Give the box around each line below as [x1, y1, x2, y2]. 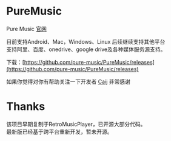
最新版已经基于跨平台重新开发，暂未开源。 [6, 128, 113, 135]
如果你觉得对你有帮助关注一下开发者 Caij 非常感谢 [6, 78, 130, 85]
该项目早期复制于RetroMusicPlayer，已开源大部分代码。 [6, 120, 146, 128]
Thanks [6, 100, 45, 114]
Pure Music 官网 [6, 25, 47, 32]
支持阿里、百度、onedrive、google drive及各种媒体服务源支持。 [6, 46, 166, 53]
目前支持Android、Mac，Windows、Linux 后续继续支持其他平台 [6, 38, 166, 45]
